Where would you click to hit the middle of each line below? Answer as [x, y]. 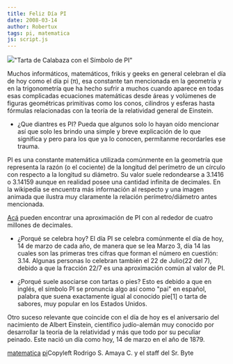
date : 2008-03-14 [32, 20]
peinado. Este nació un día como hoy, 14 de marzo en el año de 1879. [106, 340]
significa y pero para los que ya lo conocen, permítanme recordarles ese [121, 139]
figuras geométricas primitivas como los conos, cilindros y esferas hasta [111, 103]
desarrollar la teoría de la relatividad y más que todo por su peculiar [104, 332]
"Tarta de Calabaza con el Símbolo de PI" [73, 61]
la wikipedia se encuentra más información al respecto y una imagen [105, 189]
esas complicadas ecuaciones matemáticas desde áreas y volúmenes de [112, 96]
